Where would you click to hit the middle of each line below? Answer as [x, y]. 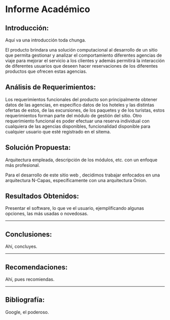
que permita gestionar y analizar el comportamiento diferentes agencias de [83, 55]
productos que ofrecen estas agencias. [46, 71]
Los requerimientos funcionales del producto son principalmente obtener [81, 99]
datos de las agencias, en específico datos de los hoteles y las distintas [80, 105]
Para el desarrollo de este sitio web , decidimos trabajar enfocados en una [83, 175]
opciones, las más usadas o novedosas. [47, 214]
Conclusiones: [29, 234]
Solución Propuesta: [38, 148]
